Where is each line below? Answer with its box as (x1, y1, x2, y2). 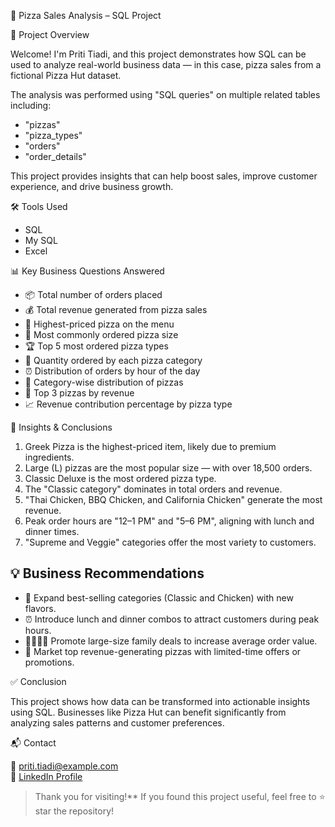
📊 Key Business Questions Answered (10, 265, 165, 277)
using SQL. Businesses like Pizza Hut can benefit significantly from (10, 706, 287, 718)
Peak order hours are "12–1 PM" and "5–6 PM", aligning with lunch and (24, 515, 315, 527)
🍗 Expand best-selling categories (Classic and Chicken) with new (24, 591, 294, 604)
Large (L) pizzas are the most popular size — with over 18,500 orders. (24, 462, 313, 474)
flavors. (24, 602, 57, 614)
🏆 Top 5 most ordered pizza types (24, 340, 169, 352)
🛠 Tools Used (10, 201, 68, 212)
